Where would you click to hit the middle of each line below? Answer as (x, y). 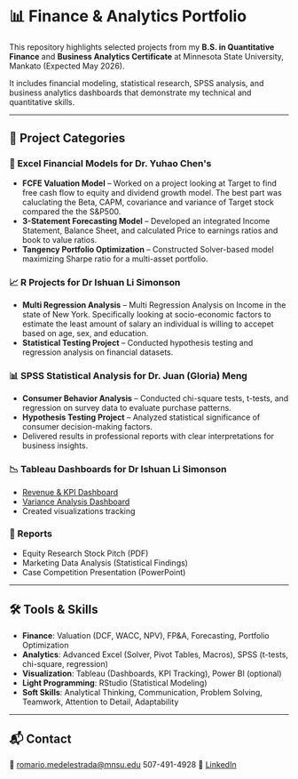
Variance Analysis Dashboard (76, 502)
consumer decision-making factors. (87, 427)
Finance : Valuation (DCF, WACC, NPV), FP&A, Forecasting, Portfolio (145, 635)
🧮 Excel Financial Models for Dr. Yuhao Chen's (110, 164)
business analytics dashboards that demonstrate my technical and (130, 92)
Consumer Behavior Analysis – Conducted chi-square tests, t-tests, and (155, 398)
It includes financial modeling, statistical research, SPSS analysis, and (137, 83)
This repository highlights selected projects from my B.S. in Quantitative (142, 47)
